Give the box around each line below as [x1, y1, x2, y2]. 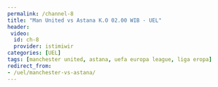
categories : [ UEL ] [7, 50, 61, 57]
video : [10, 29, 30, 37]
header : [7, 23, 30, 30]
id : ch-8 [13, 36, 39, 43]
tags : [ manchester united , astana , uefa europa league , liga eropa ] [7, 56, 212, 63]
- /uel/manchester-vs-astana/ [7, 69, 96, 76]
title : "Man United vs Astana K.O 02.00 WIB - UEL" [7, 17, 162, 24]
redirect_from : [7, 62, 52, 69]
